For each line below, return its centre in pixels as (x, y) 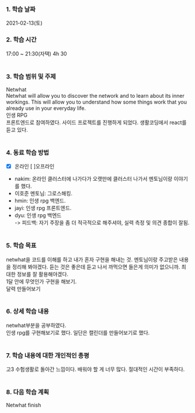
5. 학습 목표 (21, 246)
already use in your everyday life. (46, 108)
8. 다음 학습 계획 (28, 392)
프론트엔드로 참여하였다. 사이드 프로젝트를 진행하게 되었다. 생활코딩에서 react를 (96, 122)
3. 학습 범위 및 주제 (31, 76)
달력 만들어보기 (23, 288)
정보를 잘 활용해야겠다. (43, 274)
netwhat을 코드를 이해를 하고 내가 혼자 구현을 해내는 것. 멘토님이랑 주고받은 (92, 259)
